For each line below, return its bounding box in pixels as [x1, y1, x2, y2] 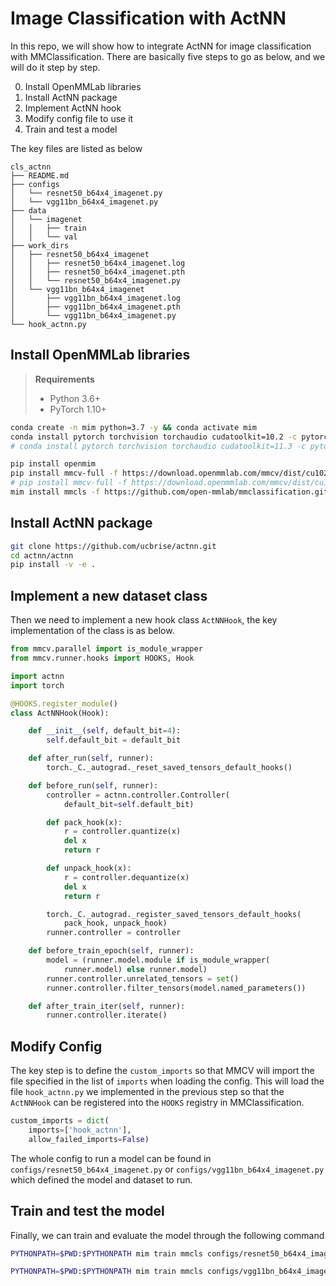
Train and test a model [24, 123, 118, 135]
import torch [10, 680, 65, 691]
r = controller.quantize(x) [63, 827, 182, 837]
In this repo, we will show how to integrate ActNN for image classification [10, 40, 312, 52]
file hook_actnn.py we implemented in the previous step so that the [10, 1086, 285, 1098]
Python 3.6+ [49, 392, 102, 404]
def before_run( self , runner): [28, 780, 159, 791]
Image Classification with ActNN [10, 7, 287, 30]
